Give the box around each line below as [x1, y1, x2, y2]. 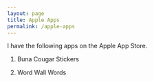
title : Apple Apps [7, 17, 60, 23]
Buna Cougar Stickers [16, 55, 80, 63]
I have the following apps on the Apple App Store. [7, 42, 148, 50]
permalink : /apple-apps [7, 23, 76, 30]
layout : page [7, 10, 45, 17]
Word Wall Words [16, 68, 67, 76]
